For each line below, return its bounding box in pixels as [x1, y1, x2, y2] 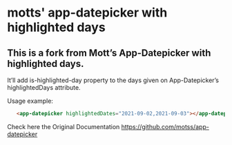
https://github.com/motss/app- [121, 122, 209, 130]
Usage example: [7, 97, 54, 105]
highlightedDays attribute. [7, 84, 81, 91]
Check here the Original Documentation [7, 122, 120, 130]
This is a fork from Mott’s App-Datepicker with [7, 47, 211, 59]
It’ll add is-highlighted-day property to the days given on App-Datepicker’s [7, 76, 220, 84]
